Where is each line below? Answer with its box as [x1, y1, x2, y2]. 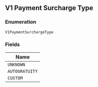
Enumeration [5, 19, 37, 25]
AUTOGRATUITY [7, 68, 38, 74]
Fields [5, 41, 20, 48]
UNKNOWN [7, 62, 25, 67]
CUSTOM [7, 75, 23, 81]
